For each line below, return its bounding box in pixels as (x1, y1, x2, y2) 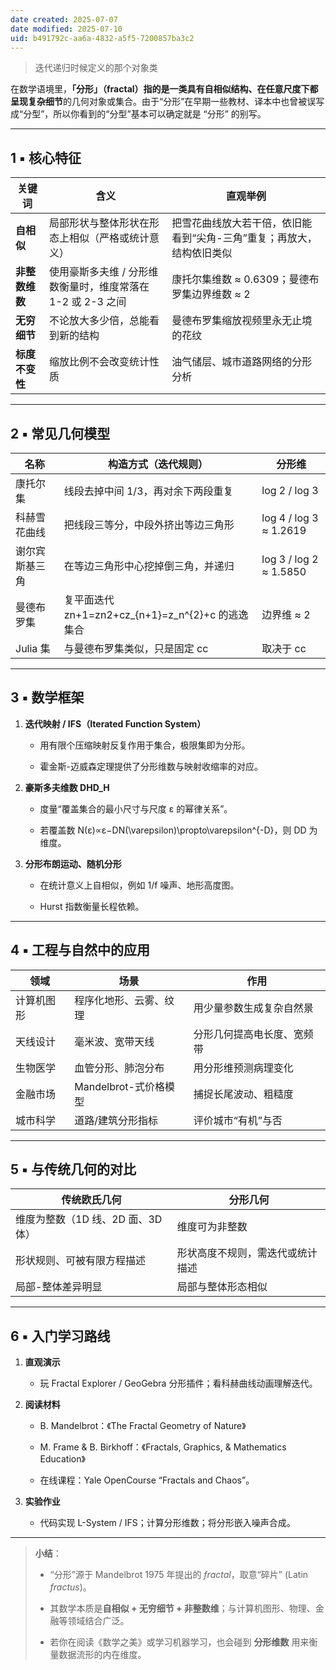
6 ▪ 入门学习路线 (10, 1327, 111, 1345)
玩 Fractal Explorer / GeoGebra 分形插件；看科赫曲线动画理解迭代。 (39, 1377, 318, 1390)
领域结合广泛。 (67, 1615, 130, 1627)
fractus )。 (49, 1581, 92, 1593)
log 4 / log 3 (261, 511, 319, 525)
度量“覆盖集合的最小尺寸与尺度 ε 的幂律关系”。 (39, 802, 233, 815)
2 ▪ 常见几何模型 (10, 425, 111, 442)
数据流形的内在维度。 (58, 1649, 147, 1661)
